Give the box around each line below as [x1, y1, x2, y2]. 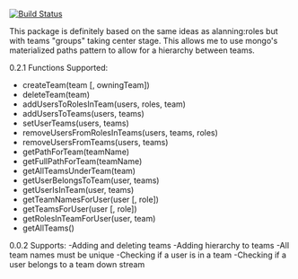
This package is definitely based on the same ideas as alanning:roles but [9, 26, 278, 36]
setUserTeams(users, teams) [22, 118, 130, 128]
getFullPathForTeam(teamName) [22, 156, 143, 166]
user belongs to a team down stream [9, 259, 145, 269]
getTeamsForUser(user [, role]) [22, 204, 137, 214]
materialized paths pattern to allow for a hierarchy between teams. [9, 45, 256, 56]
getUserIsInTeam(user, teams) [22, 185, 135, 195]
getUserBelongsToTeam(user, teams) [22, 175, 160, 186]
